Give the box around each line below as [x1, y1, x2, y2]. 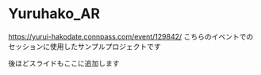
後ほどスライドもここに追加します [8, 58, 120, 68]
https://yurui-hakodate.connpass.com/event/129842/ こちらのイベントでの [8, 32, 254, 41]
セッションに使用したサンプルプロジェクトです [8, 41, 161, 51]
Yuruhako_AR [8, 5, 101, 23]
